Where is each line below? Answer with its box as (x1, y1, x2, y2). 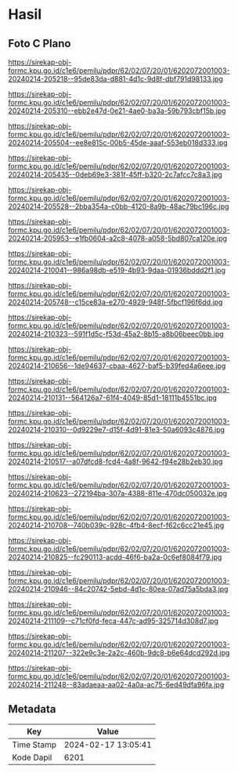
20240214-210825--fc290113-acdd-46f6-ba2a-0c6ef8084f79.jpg (8, 552, 222, 562)
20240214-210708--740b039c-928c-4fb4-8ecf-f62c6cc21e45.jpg (8, 520, 225, 530)
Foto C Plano (8, 37, 71, 50)
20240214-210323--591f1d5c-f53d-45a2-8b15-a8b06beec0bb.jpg (8, 330, 225, 338)
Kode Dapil (12, 752, 52, 763)
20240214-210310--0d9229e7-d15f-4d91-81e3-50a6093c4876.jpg (8, 425, 225, 434)
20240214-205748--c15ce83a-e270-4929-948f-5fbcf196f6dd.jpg (8, 297, 223, 307)
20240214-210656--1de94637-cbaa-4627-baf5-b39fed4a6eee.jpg (8, 361, 226, 370)
